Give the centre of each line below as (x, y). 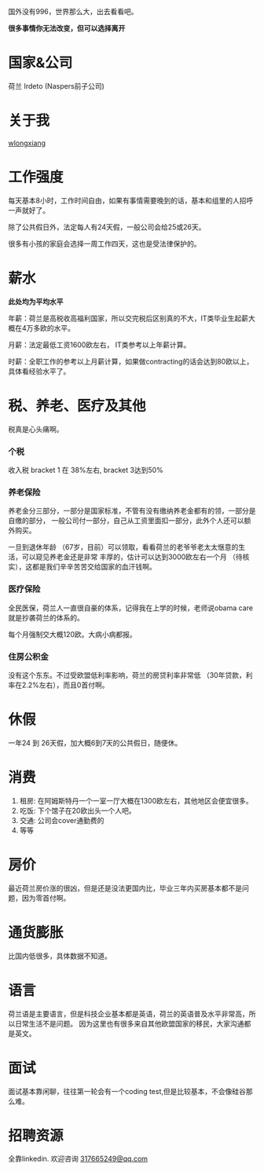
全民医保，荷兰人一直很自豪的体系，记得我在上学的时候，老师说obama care (131, 608)
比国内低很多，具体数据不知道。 (60, 956)
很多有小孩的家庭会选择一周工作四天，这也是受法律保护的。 (104, 243)
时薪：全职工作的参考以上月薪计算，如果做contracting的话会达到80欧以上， (131, 361)
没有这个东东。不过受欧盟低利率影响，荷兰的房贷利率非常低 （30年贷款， (127, 675)
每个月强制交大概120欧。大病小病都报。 (73, 634)
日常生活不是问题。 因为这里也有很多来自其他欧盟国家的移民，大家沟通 (129, 1023)
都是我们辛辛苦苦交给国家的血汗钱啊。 (94, 567)
